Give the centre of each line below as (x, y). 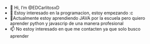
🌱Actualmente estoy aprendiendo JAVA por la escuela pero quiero (77, 18)
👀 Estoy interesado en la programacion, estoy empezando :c (71, 13)
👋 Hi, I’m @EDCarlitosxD (35, 8)
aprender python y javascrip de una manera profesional (67, 23)
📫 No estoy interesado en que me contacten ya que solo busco (75, 29)
